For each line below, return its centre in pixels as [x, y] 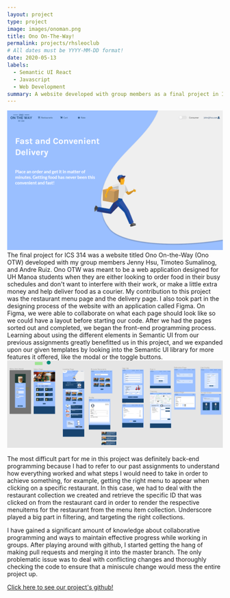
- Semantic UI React [42, 72]
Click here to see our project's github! [60, 587]
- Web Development [40, 87]
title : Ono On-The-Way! [41, 36]
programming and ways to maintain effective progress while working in [107, 538]
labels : [18, 65]
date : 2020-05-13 [32, 58]
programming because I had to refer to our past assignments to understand [113, 466]
